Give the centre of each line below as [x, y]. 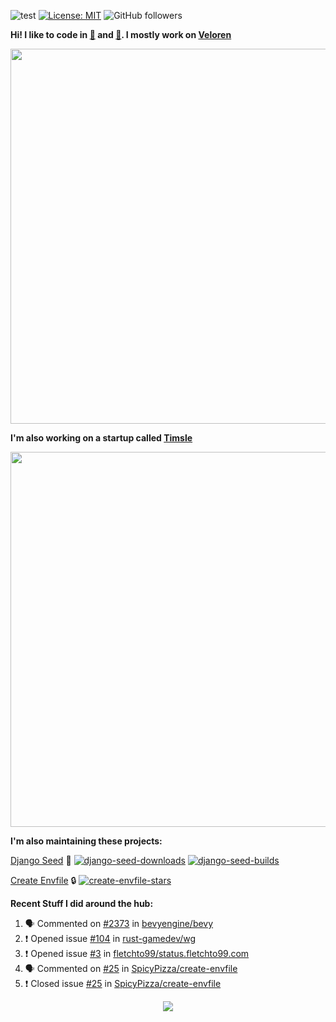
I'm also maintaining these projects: [86, 841]
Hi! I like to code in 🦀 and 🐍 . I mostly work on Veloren [121, 34]
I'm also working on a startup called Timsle [101, 438]
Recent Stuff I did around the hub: [82, 903]
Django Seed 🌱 [41, 860]
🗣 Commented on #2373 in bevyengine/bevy [119, 923]
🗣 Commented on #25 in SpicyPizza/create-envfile [131, 968]
